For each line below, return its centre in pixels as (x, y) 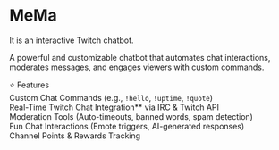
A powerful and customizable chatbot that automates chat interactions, (140, 57)
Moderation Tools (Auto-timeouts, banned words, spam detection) (131, 116)
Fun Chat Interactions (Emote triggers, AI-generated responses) (127, 126)
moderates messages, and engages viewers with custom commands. (137, 67)
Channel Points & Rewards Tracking (75, 136)
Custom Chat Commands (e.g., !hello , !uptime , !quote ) (111, 97)
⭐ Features (30, 85)
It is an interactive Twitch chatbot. (72, 40)
